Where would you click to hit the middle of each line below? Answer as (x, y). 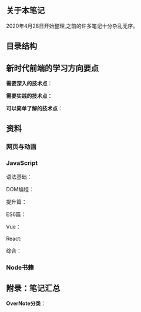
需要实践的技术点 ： (29, 96)
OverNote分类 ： (26, 303)
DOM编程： (20, 189)
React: (14, 238)
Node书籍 (20, 267)
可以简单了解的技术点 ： (34, 108)
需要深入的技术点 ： (29, 84)
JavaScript (22, 163)
